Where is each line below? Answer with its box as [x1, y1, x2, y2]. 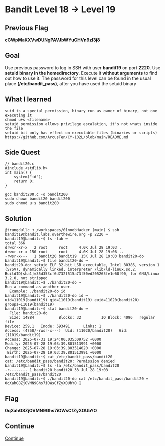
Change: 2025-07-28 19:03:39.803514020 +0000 [5, 346, 101, 351]
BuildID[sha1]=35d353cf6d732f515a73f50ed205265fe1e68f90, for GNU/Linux [5, 271, 160, 276]
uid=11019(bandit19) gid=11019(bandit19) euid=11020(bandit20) [5, 298, 140, 303]
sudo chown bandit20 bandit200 [5, 196, 70, 201]
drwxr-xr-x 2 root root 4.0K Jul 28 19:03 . [5, 245, 122, 250]
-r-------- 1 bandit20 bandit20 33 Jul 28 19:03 [5, 368, 108, 373]
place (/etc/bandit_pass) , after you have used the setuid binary [5, 80, 136, 86]
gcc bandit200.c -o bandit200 [5, 192, 68, 197]
